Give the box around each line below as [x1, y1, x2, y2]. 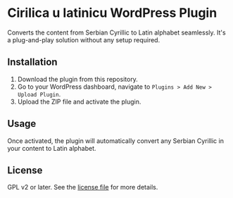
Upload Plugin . [17, 89, 61, 98]
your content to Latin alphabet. [7, 144, 96, 152]
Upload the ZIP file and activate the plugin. [17, 97, 141, 106]
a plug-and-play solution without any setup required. [7, 35, 160, 44]
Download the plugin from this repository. [17, 75, 139, 83]
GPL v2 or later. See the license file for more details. [7, 183, 158, 192]
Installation [7, 56, 58, 68]
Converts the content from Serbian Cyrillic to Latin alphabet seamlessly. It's [7, 28, 227, 37]
